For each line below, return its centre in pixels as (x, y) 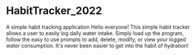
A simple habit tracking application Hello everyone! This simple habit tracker (98, 27)
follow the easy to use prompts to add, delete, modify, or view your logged (96, 39)
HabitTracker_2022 (54, 11)
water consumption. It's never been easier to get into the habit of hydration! (97, 46)
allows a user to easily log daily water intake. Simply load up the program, (95, 33)
